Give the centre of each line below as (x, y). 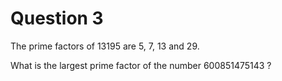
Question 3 (57, 18)
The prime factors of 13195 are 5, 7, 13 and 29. (105, 46)
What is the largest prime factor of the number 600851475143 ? (141, 65)
